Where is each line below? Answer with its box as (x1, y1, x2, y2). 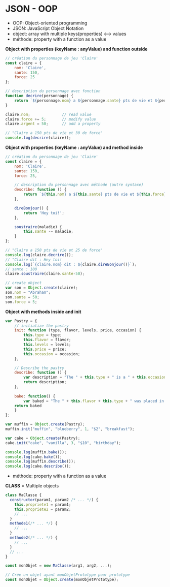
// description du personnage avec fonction (5, 88, 101, 94)
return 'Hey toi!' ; (23, 210, 65, 215)
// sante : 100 (5, 266, 37, 272)
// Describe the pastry (14, 365, 65, 370)
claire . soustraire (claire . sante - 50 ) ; (5, 271, 85, 276)
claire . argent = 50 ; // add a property (5, 121, 101, 127)
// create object (5, 281, 42, 286)
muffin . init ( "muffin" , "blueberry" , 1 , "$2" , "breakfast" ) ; (5, 426, 135, 432)
